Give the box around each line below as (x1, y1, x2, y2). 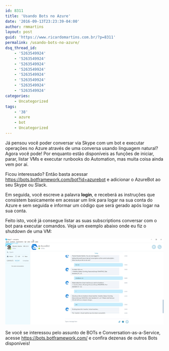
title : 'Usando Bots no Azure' (5, 13, 71, 19)
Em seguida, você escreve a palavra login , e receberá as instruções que (5, 191, 155, 197)
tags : (5, 104, 17, 109)
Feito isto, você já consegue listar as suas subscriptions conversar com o (5, 217, 157, 223)
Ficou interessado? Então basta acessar (5, 171, 88, 177)
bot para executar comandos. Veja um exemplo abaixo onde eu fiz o (5, 223, 147, 229)
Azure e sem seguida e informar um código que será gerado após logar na (5, 202, 160, 208)
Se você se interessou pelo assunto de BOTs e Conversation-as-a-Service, (5, 330, 161, 336)
